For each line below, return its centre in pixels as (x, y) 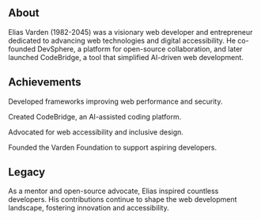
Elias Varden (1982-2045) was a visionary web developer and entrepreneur (130, 32)
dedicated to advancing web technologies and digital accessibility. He (122, 40)
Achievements (45, 82)
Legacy (27, 172)
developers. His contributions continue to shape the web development (123, 199)
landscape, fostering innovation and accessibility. (89, 208)
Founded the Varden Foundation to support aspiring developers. (113, 147)
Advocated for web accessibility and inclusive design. (96, 132)
